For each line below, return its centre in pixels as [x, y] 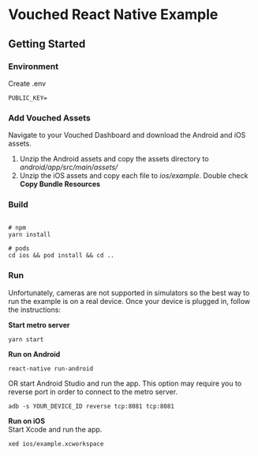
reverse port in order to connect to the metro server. [93, 391]
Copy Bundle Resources [60, 184]
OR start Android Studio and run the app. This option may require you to [125, 383]
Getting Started [47, 44]
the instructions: [35, 310]
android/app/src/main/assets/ [69, 167]
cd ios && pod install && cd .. [61, 256]
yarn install [30, 235]
